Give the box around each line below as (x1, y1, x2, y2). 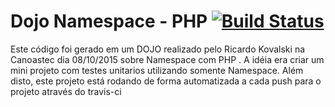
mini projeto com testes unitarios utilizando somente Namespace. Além (10, 64, 304, 76)
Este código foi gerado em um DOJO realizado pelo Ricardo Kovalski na (10, 43, 306, 55)
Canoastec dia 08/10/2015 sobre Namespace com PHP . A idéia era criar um (10, 53, 325, 65)
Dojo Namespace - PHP (10, 10, 208, 33)
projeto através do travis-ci (10, 85, 122, 97)
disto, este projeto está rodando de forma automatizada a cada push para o (10, 75, 322, 87)
